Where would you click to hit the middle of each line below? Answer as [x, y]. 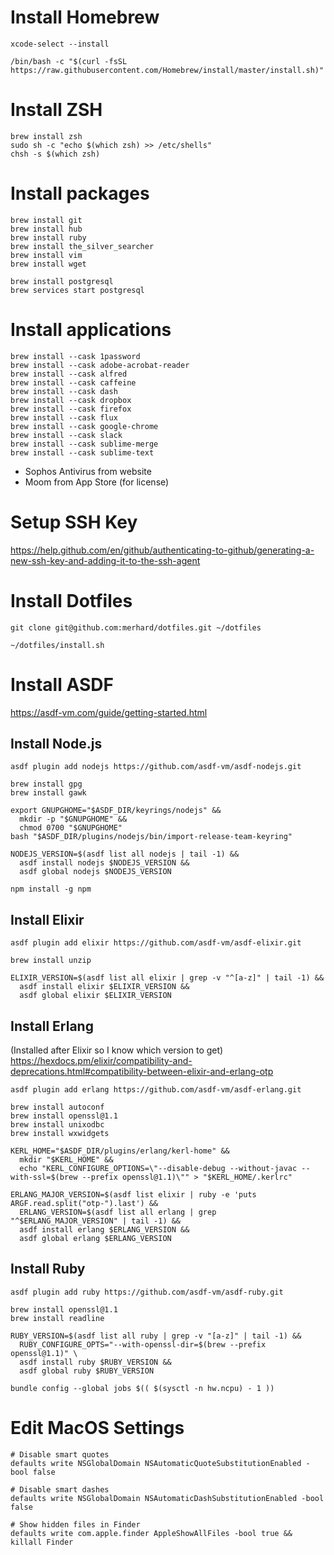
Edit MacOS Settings [97, 1428]
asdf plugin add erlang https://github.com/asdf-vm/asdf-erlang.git [156, 1090]
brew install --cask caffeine [73, 382]
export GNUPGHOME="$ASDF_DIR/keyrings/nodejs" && [116, 811]
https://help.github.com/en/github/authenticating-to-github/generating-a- [162, 550]
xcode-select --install [60, 44]
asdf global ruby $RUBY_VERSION [87, 1371]
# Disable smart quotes [60, 1454]
